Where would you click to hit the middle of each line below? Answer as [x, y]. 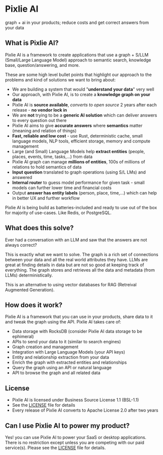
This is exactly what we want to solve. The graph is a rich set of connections [82, 254]
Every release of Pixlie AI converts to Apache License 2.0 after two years [85, 410]
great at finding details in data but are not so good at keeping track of [75, 265]
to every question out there [39, 120]
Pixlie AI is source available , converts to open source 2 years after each [84, 105]
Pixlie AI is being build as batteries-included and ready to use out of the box [81, 207]
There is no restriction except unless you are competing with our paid [75, 443]
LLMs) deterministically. [29, 275]
